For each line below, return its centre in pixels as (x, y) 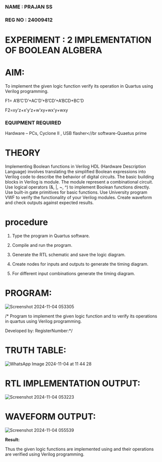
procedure (27, 222)
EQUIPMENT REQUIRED (33, 123)
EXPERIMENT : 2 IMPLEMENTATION (78, 40)
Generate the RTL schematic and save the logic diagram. (69, 255)
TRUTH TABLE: (36, 350)
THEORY (23, 153)
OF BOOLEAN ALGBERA (54, 50)
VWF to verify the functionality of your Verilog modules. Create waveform (78, 198)
